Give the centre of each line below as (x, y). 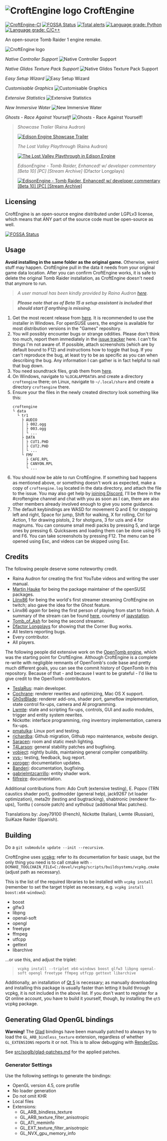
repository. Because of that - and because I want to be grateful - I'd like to (81, 673)
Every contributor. (31, 637)
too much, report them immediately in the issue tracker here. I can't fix (84, 339)
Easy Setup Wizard (25, 78)
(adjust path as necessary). (33, 872)
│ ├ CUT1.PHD (35, 442)
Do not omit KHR (29, 1096)
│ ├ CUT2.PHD (35, 446)
